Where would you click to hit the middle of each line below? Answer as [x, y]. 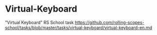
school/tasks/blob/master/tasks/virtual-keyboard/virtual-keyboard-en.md [78, 27]
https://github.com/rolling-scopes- [109, 22]
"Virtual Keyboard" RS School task [39, 22]
